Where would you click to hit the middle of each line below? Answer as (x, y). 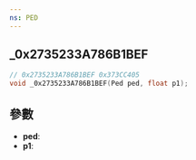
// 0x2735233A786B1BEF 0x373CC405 (75, 75)
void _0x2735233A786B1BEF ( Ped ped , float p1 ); (99, 84)
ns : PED (24, 18)
